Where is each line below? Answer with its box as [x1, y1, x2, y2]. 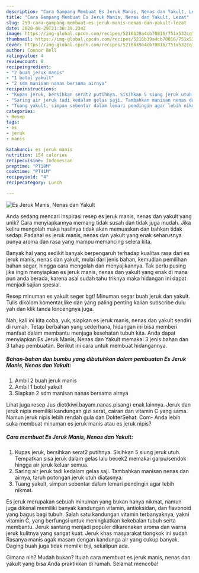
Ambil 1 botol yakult [14, 383, 63, 390]
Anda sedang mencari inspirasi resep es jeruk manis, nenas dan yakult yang [6, 212, 192, 220]
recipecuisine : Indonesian [6, 158, 73, 163]
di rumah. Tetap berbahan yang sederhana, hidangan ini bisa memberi [6, 323, 178, 330]
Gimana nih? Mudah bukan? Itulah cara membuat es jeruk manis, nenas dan [6, 553, 191, 561]
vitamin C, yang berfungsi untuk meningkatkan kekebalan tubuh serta [6, 517, 176, 524]
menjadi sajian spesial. [6, 281, 62, 288]
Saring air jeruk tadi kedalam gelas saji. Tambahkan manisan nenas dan [14, 467, 190, 474]
